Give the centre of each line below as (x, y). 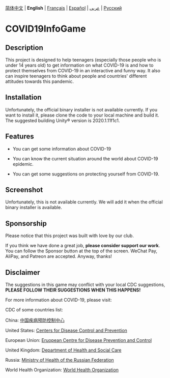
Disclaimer (23, 272)
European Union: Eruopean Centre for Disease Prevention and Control (78, 340)
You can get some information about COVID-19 (62, 149)
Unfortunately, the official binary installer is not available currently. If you (81, 109)
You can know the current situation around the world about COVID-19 (86, 158)
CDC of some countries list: (34, 310)
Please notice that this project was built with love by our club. (69, 236)
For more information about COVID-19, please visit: (59, 300)
